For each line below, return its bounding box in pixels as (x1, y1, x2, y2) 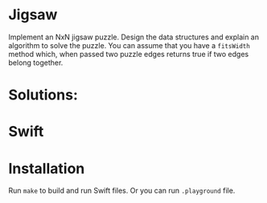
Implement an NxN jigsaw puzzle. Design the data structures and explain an (8, 32, 260, 42)
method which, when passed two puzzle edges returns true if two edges (8, 49, 249, 59)
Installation (8, 159, 85, 177)
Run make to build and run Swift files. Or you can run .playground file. (8, 186, 236, 196)
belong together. (8, 58, 64, 67)
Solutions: (8, 86, 79, 104)
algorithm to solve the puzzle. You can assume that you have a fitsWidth (8, 40, 251, 50)
